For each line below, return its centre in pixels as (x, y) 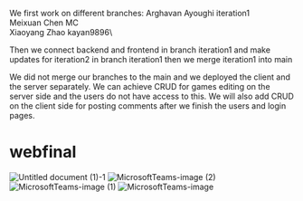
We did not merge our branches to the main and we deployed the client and (150, 77)
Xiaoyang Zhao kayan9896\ (61, 32)
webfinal (43, 152)
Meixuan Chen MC (44, 23)
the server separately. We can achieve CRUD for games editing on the (140, 86)
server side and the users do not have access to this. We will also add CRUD (151, 96)
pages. (22, 115)
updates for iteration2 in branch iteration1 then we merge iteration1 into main (151, 59)
